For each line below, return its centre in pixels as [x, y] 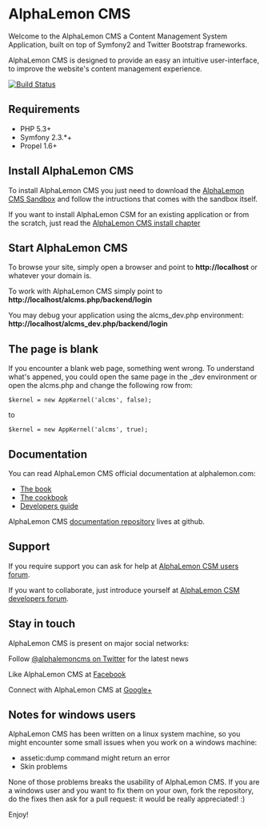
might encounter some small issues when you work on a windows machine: [133, 743]
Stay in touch [42, 624]
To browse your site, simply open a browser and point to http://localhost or [133, 267]
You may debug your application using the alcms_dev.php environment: [126, 315]
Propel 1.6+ [38, 146]
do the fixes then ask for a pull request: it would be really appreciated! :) [127, 799]
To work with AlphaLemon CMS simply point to [85, 291]
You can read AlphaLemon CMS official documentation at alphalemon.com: [132, 473]
